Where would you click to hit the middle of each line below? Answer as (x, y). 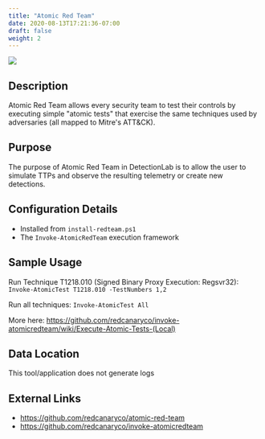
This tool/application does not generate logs (82, 373)
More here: (26, 320)
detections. (27, 184)
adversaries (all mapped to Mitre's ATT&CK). (82, 122)
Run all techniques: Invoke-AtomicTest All (79, 304)
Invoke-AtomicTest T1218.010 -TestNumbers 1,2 (88, 289)
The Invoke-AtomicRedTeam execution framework (99, 237)
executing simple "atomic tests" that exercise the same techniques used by (133, 114)
